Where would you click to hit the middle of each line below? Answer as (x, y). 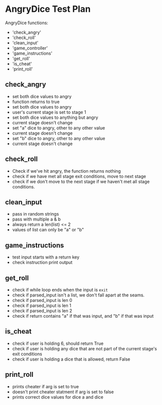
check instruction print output (42, 262)
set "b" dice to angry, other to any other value (59, 138)
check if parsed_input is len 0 (42, 300)
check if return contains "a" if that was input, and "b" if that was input (83, 316)
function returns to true (36, 102)
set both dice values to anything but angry (55, 117)
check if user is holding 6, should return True (58, 343)
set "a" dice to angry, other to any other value (59, 128)
